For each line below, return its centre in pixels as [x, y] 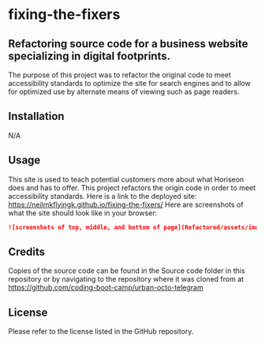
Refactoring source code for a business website [128, 44]
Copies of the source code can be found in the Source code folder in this [127, 271]
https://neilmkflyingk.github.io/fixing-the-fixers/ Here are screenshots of [126, 204]
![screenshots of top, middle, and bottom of [84, 227]
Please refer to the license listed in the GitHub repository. [101, 331]
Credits [27, 251]
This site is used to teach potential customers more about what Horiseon [126, 179]
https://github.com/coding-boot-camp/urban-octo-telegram [106, 288]
